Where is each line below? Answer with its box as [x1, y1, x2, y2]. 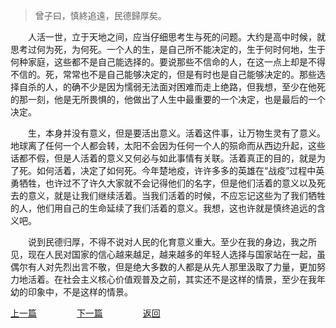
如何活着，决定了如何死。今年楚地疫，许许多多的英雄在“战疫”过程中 [36, 165, 317, 176]
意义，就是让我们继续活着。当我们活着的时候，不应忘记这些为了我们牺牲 [27, 190, 326, 201]
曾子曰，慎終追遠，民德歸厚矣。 [34, 10, 167, 21]
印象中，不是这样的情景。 [27, 286, 133, 298]
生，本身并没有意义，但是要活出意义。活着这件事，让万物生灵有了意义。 [28, 127, 326, 139]
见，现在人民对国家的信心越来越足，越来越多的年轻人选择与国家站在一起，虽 [10, 249, 326, 260]
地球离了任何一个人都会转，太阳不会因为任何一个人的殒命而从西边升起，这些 [10, 140, 326, 151]
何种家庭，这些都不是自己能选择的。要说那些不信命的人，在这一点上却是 [10, 56, 308, 68]
